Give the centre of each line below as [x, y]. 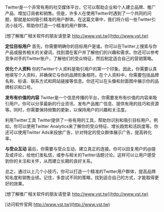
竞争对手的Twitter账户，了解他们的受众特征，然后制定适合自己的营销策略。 [81, 58]
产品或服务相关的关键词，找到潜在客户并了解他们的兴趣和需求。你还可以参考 [82, 52]
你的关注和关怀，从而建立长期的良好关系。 [52, 161]
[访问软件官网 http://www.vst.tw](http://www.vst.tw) [58, 204]
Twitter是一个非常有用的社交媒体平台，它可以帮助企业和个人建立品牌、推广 [81, 7]
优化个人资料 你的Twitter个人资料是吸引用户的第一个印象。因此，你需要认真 [81, 69]
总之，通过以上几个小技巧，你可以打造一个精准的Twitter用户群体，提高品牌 [81, 171]
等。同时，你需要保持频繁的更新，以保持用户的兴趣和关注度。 [67, 110]
